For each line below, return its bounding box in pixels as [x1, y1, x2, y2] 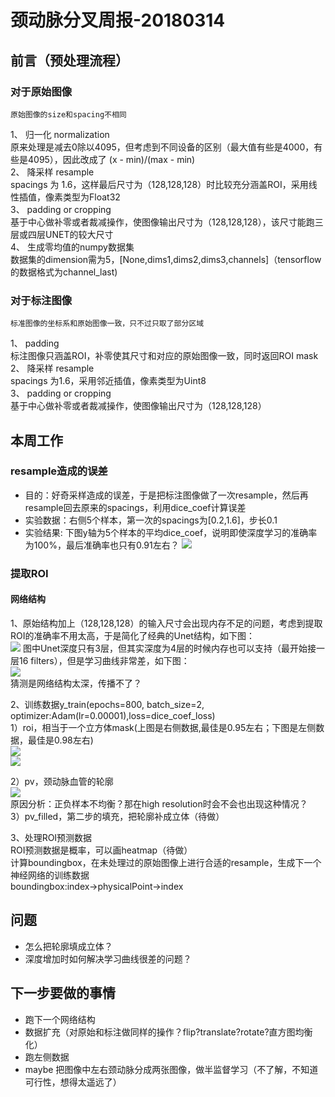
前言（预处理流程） [10, 52, 129, 69]
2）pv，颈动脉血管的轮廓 [10, 775, 114, 787]
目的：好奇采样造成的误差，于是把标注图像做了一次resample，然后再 [24, 489, 309, 501]
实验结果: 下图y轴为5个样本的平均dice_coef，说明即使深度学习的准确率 [24, 526, 318, 538]
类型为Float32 [62, 191, 121, 203]
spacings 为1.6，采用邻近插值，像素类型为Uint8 [10, 375, 207, 387]
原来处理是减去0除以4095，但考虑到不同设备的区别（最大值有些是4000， [10, 141, 315, 153]
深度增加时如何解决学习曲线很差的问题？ [24, 952, 192, 965]
